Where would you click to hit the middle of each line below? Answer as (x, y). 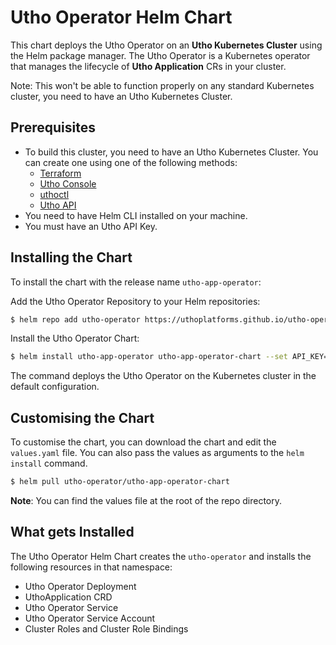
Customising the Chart (82, 417)
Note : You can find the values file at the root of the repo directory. (146, 500)
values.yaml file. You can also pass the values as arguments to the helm (157, 453)
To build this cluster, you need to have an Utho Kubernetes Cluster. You (171, 152)
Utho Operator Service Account (90, 618)
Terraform (60, 173)
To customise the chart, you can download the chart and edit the (143, 442)
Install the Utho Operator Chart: (75, 338)
